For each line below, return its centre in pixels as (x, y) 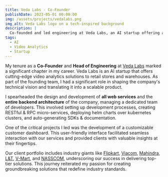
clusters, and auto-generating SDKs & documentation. (61, 118)
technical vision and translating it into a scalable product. (64, 87)
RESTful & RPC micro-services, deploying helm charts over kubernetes (78, 112)
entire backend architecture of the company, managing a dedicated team (81, 102)
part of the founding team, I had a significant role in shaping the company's (83, 82)
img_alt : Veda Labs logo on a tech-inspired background (64, 24)
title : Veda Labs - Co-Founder (38, 10)
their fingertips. (21, 143)
